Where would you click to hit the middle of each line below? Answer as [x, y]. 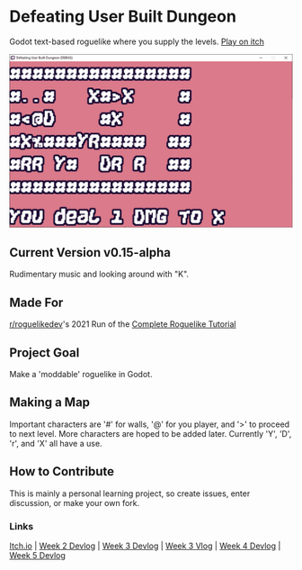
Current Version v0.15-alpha [90, 253]
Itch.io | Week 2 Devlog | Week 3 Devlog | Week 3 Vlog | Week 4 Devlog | [145, 546]
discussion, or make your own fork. [75, 502]
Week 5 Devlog [37, 555]
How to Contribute [62, 471]
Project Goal [44, 353]
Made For [36, 302]
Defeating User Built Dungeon [123, 17]
